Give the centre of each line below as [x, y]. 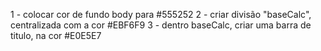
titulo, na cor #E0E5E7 [56, 35]
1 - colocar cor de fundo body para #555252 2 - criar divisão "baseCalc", [161, 14]
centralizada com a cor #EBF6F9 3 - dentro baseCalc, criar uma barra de [161, 25]
